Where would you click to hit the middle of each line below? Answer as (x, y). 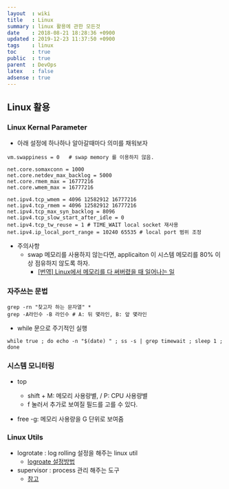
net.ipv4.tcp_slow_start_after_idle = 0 (66, 218)
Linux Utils (25, 437)
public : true (29, 59)
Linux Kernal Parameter (47, 127)
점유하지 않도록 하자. (63, 263)
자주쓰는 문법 (28, 291)
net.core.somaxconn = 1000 (46, 169)
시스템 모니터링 (31, 366)
